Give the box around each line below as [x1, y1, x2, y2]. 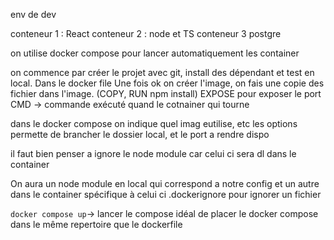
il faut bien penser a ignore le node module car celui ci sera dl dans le [10, 148, 297, 159]
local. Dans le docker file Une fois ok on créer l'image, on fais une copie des [10, 77, 325, 89]
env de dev [10, 9, 57, 20]
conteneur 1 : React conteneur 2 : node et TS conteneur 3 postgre [10, 28, 282, 39]
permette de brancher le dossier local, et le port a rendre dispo [10, 129, 270, 140]
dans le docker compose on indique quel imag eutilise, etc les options [10, 118, 298, 129]
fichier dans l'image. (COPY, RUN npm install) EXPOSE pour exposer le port [10, 88, 322, 99]
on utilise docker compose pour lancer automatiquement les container [10, 47, 300, 59]
